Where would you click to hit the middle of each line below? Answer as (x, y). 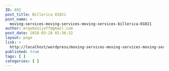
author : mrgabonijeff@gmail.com (39, 28)
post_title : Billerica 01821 (36, 14)
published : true (22, 51)
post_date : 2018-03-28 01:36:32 (39, 33)
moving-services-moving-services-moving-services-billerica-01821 (81, 24)
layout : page (19, 38)
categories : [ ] (22, 61)
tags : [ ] (16, 56)
